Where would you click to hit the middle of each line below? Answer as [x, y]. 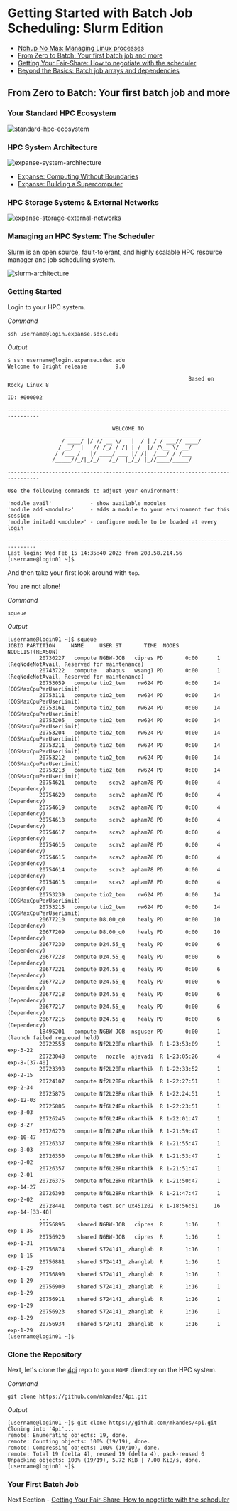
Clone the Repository [45, 1354]
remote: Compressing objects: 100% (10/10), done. [84, 1448]
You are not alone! [34, 586]
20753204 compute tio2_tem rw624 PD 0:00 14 [129, 733]
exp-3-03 [20, 1112]
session [19, 516]
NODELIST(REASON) [33, 652]
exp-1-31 [20, 1243]
